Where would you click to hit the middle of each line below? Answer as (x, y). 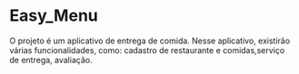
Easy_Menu (54, 16)
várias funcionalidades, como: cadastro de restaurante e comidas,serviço (147, 50)
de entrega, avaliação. (51, 60)
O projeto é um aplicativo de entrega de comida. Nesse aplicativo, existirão (150, 41)
